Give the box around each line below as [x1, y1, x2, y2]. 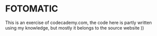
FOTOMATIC [5, 3, 59, 14]
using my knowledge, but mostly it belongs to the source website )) [5, 24, 144, 30]
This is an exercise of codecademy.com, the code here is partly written [5, 19, 152, 25]
